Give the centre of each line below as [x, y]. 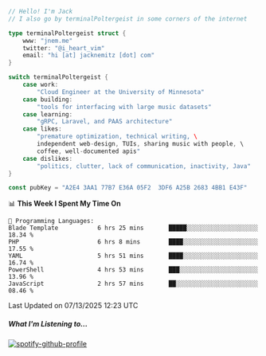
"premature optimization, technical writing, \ [117, 137]
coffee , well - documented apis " [89, 151]
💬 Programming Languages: [51, 221]
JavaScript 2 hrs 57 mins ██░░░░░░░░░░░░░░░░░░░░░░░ [133, 284]
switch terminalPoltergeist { [59, 77]
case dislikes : [48, 158]
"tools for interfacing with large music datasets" [125, 107]
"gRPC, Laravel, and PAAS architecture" [105, 122]
